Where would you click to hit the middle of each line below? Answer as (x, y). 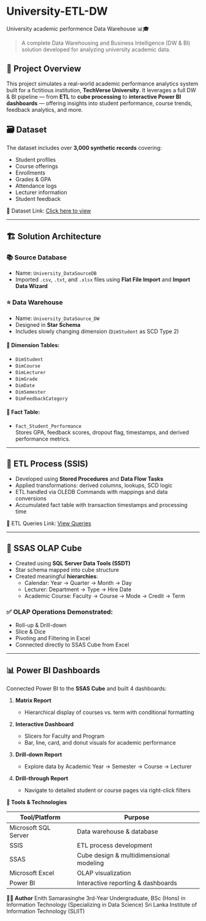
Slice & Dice (30, 632)
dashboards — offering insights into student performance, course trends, (99, 103)
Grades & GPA (33, 179)
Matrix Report (33, 700)
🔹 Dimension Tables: (33, 345)
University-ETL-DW (57, 11)
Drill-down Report (39, 754)
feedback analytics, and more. (45, 109)
